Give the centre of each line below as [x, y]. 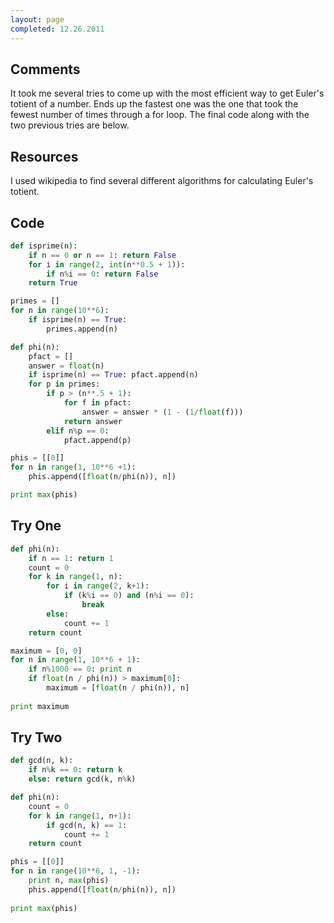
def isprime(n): [44, 246]
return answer [93, 421]
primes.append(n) [82, 329]
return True [53, 283]
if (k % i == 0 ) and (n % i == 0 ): [129, 596]
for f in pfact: [97, 403]
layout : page [37, 19]
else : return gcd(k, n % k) [82, 779]
